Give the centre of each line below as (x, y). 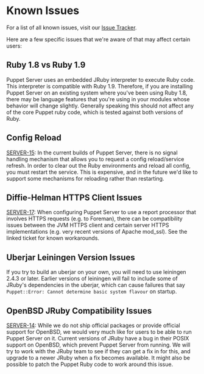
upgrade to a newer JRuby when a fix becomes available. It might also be (98, 358)
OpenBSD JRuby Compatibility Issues (79, 311)
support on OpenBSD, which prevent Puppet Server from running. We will (98, 345)
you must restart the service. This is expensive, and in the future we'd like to (102, 172)
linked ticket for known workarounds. (53, 238)
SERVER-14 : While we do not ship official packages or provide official (93, 325)
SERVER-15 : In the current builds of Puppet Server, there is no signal (92, 153)
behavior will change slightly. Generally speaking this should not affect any (100, 106)
